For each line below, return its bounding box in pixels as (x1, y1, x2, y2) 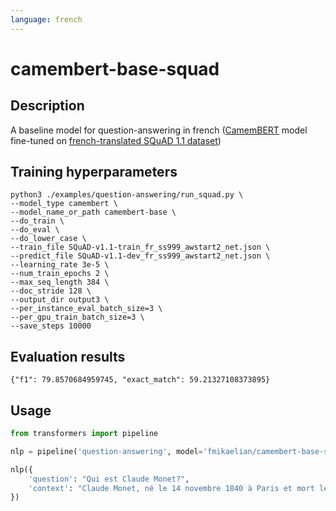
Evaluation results (10, 348, 126, 365)
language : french (10, 14, 83, 25)
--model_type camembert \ (10, 199, 118, 209)
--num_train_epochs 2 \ (10, 269, 110, 279)
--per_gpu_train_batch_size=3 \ (10, 312, 145, 323)
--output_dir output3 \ (10, 295, 110, 305)
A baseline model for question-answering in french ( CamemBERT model (10, 124, 308, 136)
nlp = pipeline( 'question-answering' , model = (10, 446, 203, 456)
